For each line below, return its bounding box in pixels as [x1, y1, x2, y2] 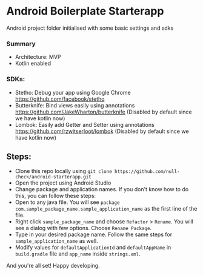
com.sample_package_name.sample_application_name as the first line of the [15, 205, 198, 212]
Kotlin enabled [15, 59, 52, 67]
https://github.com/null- [114, 169, 180, 175]
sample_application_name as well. [15, 237, 98, 245]
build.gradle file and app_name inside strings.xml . [15, 250, 141, 257]
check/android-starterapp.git [15, 174, 92, 180]
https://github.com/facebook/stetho [15, 95, 105, 103]
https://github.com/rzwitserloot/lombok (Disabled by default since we [15, 127, 189, 135]
